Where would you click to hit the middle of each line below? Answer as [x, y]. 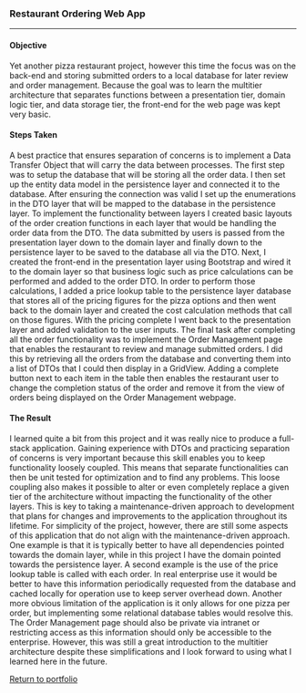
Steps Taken [33, 135]
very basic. [31, 114]
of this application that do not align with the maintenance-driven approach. [150, 535]
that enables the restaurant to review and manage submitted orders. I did [146, 348]
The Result [31, 419]
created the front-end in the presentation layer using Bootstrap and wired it [150, 262]
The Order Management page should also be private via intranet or [135, 622]
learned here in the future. [58, 661]
